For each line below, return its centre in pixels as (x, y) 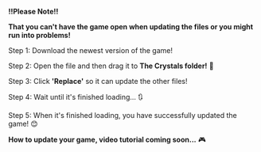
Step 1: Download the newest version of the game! (91, 50)
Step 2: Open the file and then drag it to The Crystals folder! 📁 (111, 66)
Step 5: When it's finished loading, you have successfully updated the (123, 115)
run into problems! (39, 35)
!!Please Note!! (33, 11)
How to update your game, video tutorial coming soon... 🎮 (107, 139)
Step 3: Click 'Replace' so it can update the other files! (98, 81)
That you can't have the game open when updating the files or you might (130, 27)
